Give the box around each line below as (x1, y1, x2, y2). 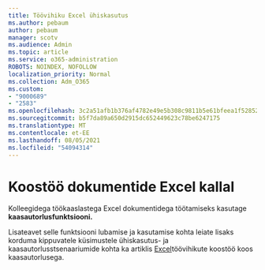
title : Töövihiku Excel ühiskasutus (8, 11, 129, 20)
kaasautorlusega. (8, 253, 65, 262)
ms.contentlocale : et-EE (8, 129, 90, 137)
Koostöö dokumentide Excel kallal (8, 178, 235, 196)
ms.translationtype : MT (8, 122, 87, 129)
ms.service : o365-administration (8, 56, 118, 64)
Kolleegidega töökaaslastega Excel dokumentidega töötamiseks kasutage (8, 204, 247, 213)
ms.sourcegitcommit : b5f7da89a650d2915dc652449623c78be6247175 (8, 114, 221, 122)
